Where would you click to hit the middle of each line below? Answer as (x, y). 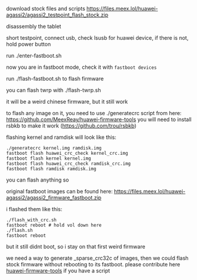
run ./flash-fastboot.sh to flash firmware (55, 79)
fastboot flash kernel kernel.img (49, 158)
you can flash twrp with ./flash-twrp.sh (54, 90)
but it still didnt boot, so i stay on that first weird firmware (76, 246)
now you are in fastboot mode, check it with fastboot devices (81, 67)
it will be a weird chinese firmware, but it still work (67, 101)
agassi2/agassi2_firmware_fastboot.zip (54, 198)
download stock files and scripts (46, 9)
